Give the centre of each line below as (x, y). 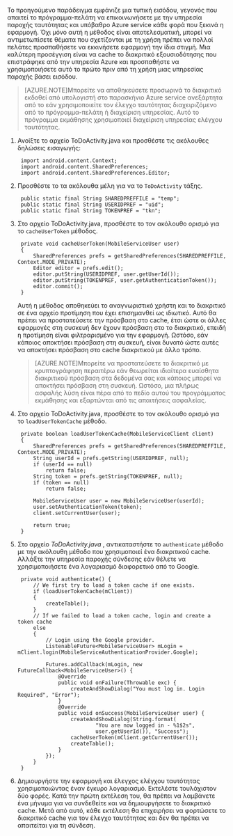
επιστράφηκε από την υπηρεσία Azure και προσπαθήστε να (93, 62)
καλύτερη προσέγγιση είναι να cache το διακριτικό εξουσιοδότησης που (112, 54)
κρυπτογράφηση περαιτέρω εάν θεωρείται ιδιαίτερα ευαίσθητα (127, 371)
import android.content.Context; (69, 161)
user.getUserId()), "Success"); (142, 732)
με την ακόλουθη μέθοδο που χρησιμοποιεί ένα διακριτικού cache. (114, 552)
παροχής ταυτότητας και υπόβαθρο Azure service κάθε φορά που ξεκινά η (115, 25)
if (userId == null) (63, 464)
